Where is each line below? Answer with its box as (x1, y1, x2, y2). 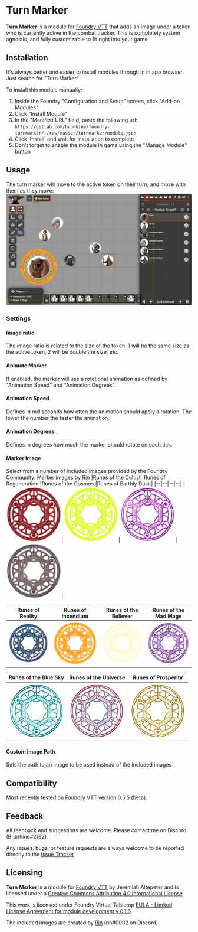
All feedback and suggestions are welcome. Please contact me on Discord (6, 827, 187, 834)
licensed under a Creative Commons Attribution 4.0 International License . (6, 889, 184, 897)
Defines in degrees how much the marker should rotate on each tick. (6, 441, 173, 448)
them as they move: (6, 187, 54, 194)
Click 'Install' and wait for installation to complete (14, 135, 134, 142)
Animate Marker (6, 361, 47, 369)
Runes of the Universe (69, 674, 126, 681)
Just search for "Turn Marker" (6, 74, 80, 82)
